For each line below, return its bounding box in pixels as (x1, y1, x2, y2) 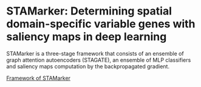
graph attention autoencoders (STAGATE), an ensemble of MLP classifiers (6, 56, 191, 63)
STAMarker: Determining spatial (6, 4, 172, 18)
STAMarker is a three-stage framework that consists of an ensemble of (6, 50, 184, 57)
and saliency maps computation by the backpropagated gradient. (6, 62, 170, 70)
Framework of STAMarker (6, 74, 71, 82)
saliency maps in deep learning (6, 30, 167, 43)
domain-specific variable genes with (6, 17, 196, 31)
